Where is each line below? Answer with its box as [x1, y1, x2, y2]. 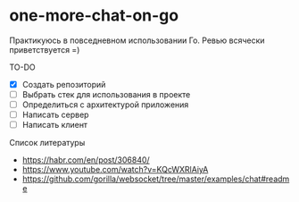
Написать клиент [21, 120, 87, 130]
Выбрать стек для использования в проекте [21, 89, 191, 99]
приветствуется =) [9, 44, 80, 55]
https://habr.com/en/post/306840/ [21, 155, 150, 165]
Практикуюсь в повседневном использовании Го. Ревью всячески [9, 35, 265, 46]
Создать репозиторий [21, 79, 106, 89]
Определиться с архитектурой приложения [21, 99, 189, 110]
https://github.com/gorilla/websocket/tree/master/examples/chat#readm [21, 173, 290, 184]
